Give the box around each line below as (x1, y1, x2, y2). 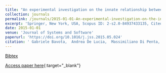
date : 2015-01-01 (5, 26, 41, 31)
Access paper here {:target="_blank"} (5, 62, 81, 68)
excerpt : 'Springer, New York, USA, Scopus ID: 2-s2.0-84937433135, (5, 21, 149, 26)
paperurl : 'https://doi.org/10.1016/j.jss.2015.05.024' (5, 35, 123, 40)
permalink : (5, 16, 28, 21)
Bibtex (5, 53, 18, 59)
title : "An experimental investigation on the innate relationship (5, 7, 147, 12)
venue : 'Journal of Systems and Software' (5, 30, 94, 35)
